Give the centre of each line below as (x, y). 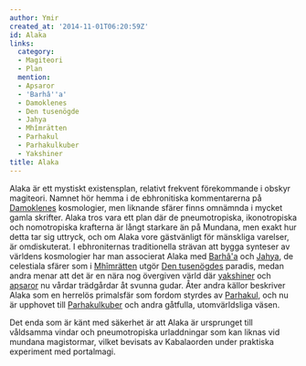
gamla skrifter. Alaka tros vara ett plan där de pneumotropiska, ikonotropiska (153, 217)
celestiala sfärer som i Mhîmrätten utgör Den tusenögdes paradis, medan (147, 266)
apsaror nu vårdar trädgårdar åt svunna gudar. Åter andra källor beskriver (148, 285)
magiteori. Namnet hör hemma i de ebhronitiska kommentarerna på (136, 198)
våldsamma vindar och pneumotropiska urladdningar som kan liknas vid (145, 332)
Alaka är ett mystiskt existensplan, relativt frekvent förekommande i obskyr (150, 188)
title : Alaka (34, 162)
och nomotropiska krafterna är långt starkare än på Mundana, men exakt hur (153, 227)
